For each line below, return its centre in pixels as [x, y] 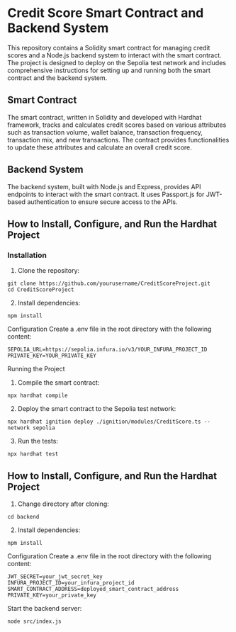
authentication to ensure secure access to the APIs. [102, 202]
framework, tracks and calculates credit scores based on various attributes [117, 125]
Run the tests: [38, 441]
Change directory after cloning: [63, 504]
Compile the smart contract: [58, 383]
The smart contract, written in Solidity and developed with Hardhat [105, 117]
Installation [27, 255]
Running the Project [36, 369]
